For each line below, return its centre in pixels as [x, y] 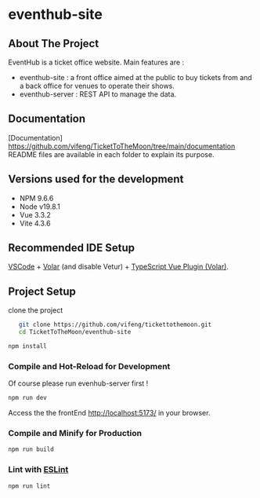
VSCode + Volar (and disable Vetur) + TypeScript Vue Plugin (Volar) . [119, 267]
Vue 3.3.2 [35, 214]
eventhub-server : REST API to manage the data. [98, 94]
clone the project [36, 310]
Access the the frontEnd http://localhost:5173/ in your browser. [109, 413]
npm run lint [29, 486]
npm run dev [27, 398]
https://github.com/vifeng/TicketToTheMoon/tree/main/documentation [122, 146]
